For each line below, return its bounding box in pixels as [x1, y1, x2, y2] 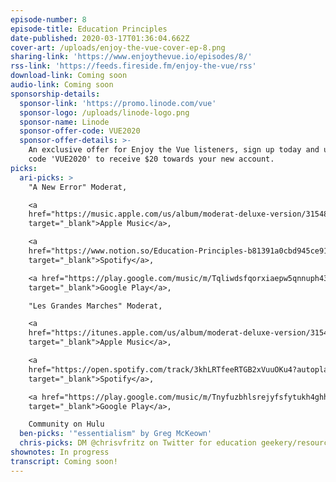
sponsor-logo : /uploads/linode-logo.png [19, 107, 190, 118]
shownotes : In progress [10, 447, 110, 457]
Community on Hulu [28, 419, 105, 430]
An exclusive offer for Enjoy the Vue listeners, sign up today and [28, 145, 320, 155]
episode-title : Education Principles [10, 24, 168, 34]
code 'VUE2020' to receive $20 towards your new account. [28, 154, 275, 164]
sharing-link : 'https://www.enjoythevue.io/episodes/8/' [10, 52, 253, 62]
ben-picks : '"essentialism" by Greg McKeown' [19, 429, 213, 439]
